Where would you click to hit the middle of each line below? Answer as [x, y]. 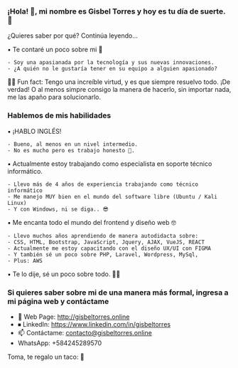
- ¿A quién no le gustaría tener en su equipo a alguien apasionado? [113, 69]
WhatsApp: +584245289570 [60, 343]
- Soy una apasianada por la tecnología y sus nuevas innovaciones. [111, 63]
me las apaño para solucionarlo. [54, 97]
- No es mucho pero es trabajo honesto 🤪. [71, 150]
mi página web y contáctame [58, 301]
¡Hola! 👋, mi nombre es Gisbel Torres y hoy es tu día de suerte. [117, 11]
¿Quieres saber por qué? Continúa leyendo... [73, 36]
